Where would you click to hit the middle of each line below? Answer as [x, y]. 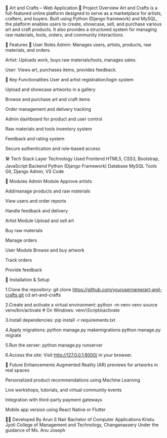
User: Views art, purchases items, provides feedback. [61, 70]
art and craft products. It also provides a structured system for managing [81, 29]
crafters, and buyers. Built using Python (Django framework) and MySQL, [81, 19]
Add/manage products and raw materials [48, 191]
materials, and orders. [28, 50]
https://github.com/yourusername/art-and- [117, 289]
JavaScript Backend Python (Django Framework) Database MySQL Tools [81, 166]
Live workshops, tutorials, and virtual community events [64, 390]
